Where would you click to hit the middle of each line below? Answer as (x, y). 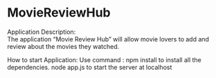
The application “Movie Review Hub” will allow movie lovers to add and (108, 39)
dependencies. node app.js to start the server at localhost (90, 67)
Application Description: (42, 32)
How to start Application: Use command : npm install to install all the (105, 59)
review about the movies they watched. (63, 46)
